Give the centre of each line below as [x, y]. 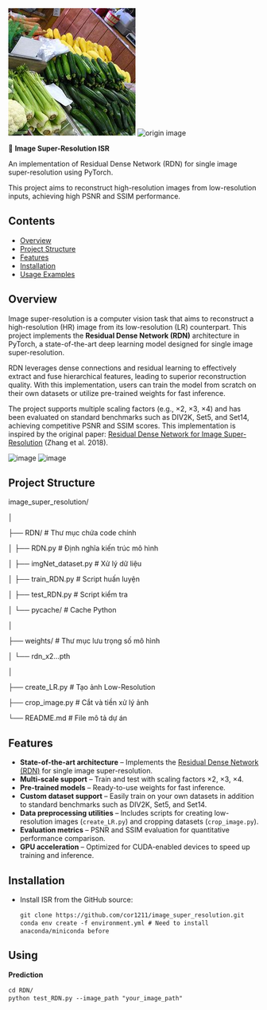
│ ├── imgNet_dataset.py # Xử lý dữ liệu [75, 564]
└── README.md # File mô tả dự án [68, 718]
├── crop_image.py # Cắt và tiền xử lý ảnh [79, 703]
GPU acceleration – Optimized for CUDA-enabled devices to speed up [135, 847]
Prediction [26, 974]
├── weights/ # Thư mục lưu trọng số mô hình [84, 641]
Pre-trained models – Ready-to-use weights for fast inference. [123, 788]
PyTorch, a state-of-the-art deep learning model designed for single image [131, 344]
